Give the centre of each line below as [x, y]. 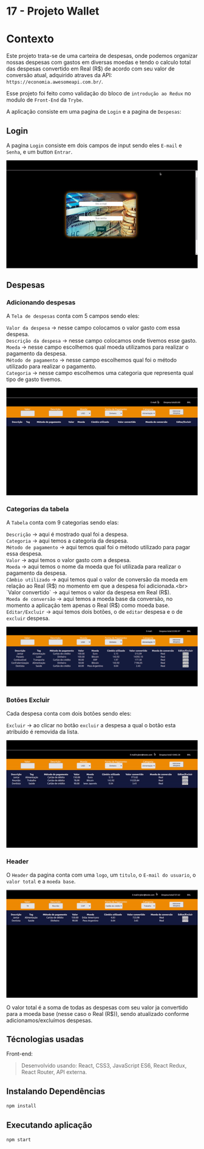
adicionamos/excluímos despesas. [49, 1020]
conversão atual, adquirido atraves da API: [59, 75]
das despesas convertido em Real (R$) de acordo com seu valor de [90, 69]
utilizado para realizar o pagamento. [51, 366]
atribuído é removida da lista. [42, 732]
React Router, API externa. [54, 1072]
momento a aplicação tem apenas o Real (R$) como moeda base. [88, 605]
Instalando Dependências [56, 1091]
